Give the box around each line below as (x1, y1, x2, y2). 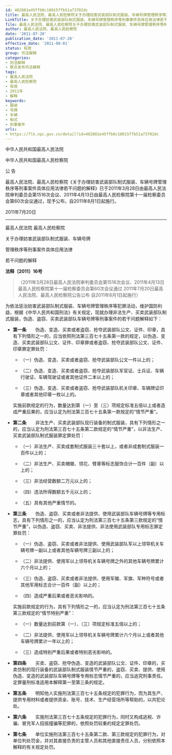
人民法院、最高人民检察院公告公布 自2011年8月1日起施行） (17, 292, 141, 298)
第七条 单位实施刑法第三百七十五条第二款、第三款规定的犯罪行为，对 (12, 731, 165, 738)
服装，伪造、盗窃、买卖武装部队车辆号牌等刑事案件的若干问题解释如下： (9, 316, 162, 322)
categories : (5, 55, 31, 61)
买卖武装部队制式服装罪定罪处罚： (12, 432, 85, 439)
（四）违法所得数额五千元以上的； (20, 489, 93, 495)
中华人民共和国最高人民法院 (5, 146, 64, 152)
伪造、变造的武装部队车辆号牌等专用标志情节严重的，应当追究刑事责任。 (12, 673, 165, 679)
